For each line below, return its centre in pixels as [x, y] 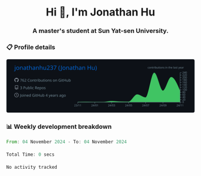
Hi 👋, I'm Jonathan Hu [100, 12]
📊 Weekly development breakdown [59, 126]
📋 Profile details [31, 47]
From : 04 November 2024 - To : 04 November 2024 [67, 142]
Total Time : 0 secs [31, 155]
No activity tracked [32, 167]
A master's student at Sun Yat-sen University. [100, 31]
